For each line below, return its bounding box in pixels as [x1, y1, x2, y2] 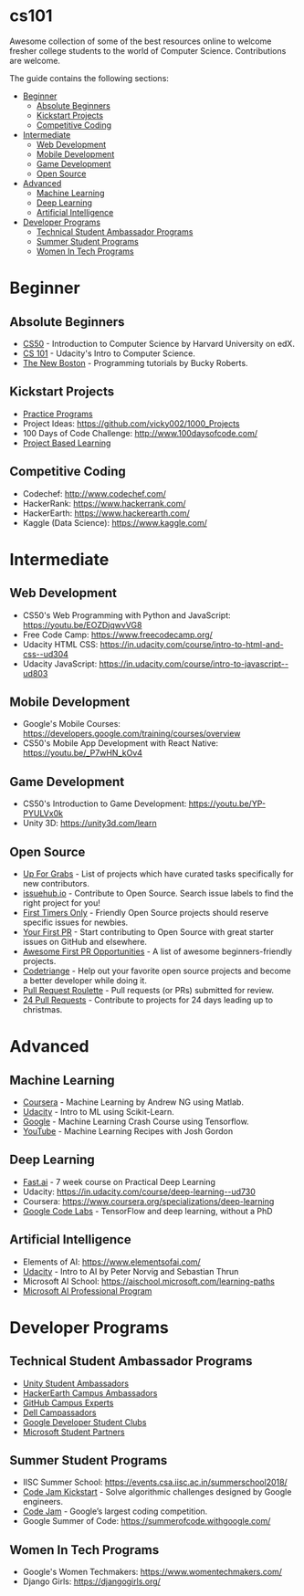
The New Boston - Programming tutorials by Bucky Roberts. [22, 357, 248, 368]
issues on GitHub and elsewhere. [22, 937, 148, 947]
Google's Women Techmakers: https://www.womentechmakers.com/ [22, 1567, 283, 1578]
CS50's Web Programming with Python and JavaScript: [22, 609, 231, 621]
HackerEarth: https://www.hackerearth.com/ [22, 508, 190, 519]
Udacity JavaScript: [22, 658, 98, 669]
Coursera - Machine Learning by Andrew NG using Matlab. [22, 1097, 245, 1108]
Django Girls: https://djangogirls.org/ [22, 1576, 162, 1587]
